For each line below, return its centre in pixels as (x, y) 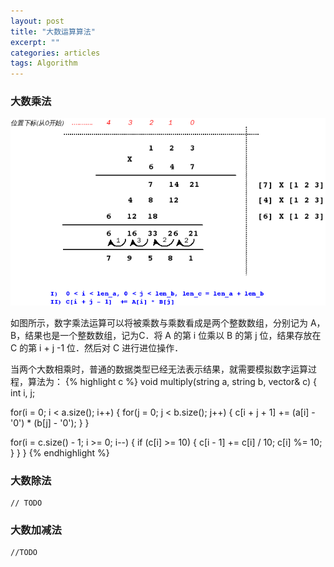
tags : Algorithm (44, 63)
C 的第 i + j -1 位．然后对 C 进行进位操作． (97, 347)
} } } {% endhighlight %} (60, 452)
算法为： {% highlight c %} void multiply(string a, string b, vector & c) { (172, 381)
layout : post (37, 21)
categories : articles (55, 53)
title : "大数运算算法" (53, 31)
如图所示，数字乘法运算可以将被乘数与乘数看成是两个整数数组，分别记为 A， (168, 322)
